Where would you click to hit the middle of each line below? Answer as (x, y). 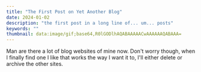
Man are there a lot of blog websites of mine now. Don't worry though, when (101, 51)
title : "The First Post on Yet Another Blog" (64, 12)
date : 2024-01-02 (28, 17)
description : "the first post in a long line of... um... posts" (90, 23)
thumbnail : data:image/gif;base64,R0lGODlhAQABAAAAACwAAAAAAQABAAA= (94, 34)
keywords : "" (23, 28)
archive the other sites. (35, 64)
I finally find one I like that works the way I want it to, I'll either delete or (94, 58)
